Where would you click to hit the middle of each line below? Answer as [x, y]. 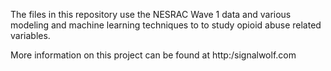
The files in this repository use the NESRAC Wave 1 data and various [151, 14]
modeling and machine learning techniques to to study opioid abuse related [166, 25]
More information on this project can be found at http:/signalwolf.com [153, 55]
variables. [30, 35]
